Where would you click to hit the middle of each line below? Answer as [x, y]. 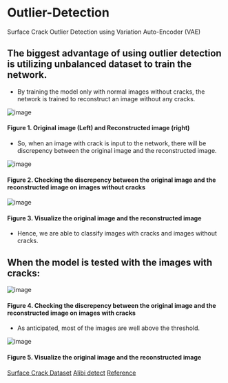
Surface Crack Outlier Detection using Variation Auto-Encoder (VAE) [104, 32]
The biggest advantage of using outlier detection [114, 53]
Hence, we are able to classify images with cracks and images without [117, 234]
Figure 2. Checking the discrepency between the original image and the [112, 180]
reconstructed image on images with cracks [72, 313]
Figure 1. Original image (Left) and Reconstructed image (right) [99, 128]
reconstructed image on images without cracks [76, 187]
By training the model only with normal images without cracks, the [111, 92]
